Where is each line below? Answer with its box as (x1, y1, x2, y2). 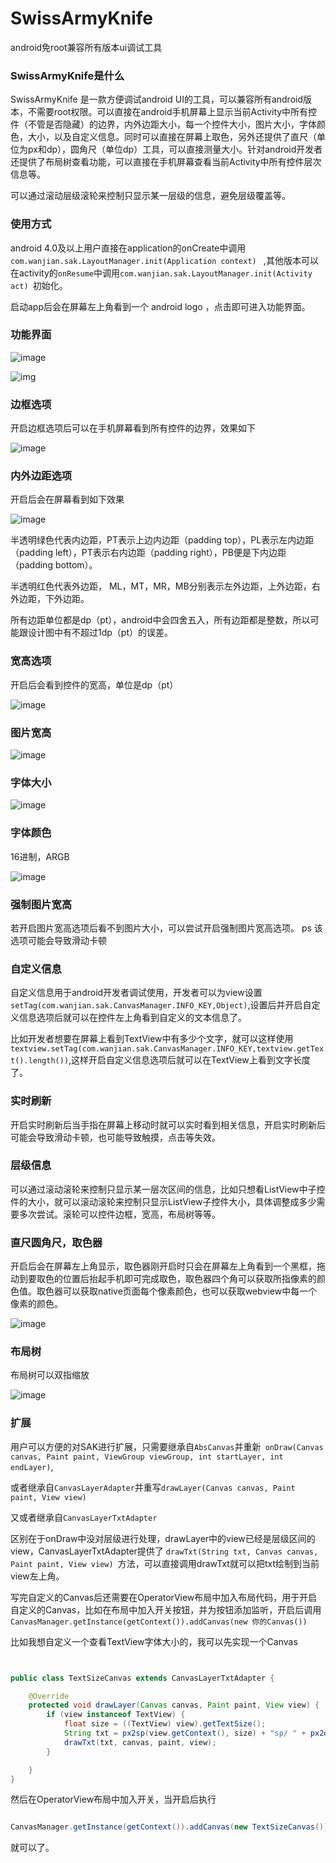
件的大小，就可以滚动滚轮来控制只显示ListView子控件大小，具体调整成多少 (10, 1195, 317, 1207)
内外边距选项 (10, 469, 73, 483)
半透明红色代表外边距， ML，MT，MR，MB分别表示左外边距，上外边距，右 (10, 580, 321, 592)
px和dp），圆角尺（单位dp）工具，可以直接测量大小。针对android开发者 (27, 143, 323, 156)
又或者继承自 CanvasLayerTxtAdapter (10, 1511, 158, 1523)
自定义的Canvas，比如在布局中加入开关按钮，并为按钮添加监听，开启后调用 (10, 1603, 322, 1616)
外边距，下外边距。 (10, 593, 90, 605)
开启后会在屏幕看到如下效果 (10, 493, 125, 506)
